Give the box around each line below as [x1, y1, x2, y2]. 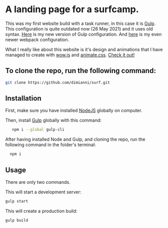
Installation [5, 94, 42, 103]
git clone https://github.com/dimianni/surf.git [5, 80, 110, 85]
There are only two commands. [5, 179, 71, 185]
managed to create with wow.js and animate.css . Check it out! [5, 52, 135, 58]
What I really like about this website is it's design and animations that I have [5, 46, 163, 52]
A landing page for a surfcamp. [5, 4, 139, 15]
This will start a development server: [5, 189, 82, 195]
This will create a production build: [5, 208, 78, 214]
